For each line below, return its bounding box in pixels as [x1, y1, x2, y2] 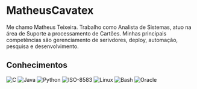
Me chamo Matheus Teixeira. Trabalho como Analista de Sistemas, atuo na [6, 23, 192, 31]
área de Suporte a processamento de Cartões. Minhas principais [6, 29, 167, 37]
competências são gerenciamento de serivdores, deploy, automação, [6, 36, 178, 43]
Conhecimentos [6, 60, 67, 70]
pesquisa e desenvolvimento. [6, 43, 80, 50]
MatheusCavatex [6, 4, 94, 17]
